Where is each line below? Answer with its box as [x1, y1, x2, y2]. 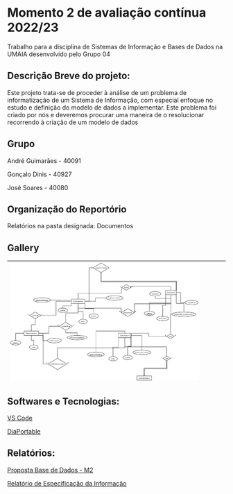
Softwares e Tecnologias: [7, 395, 120, 407]
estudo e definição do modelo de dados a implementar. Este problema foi [7, 103, 217, 112]
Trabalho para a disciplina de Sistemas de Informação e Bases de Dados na [7, 42, 223, 51]
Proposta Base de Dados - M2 [7, 466, 94, 474]
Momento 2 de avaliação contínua [7, 5, 207, 21]
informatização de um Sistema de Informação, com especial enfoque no [7, 96, 214, 104]
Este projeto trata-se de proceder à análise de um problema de [7, 88, 187, 96]
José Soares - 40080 [7, 183, 69, 191]
